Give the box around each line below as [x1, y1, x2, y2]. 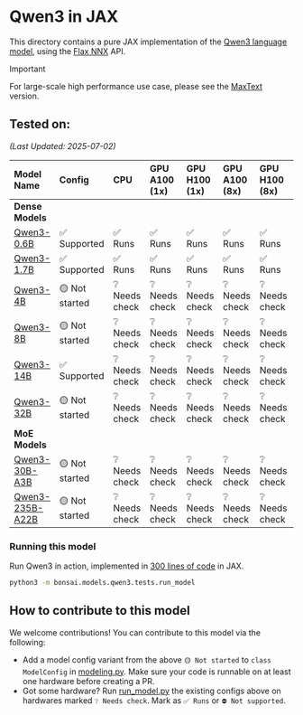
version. [9, 90, 40, 101]
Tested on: [9, 117, 70, 132]
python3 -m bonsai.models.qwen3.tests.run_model [9, 579, 196, 588]
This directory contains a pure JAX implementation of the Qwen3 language [9, 36, 288, 47]
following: [9, 636, 46, 647]
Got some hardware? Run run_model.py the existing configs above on [22, 685, 281, 696]
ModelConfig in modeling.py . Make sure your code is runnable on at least [22, 666, 291, 677]
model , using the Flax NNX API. [9, 45, 126, 56]
